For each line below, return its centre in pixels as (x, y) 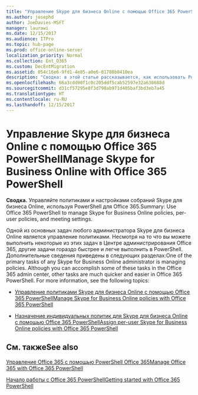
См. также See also (42, 347)
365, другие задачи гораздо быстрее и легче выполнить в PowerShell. (95, 249)
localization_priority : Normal (44, 55)
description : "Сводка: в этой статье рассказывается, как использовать (96, 77)
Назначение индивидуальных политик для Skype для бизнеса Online (101, 316)
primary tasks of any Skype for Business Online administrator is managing (96, 262)
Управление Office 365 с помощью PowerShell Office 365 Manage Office (96, 362)
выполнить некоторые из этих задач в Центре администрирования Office (99, 243)
